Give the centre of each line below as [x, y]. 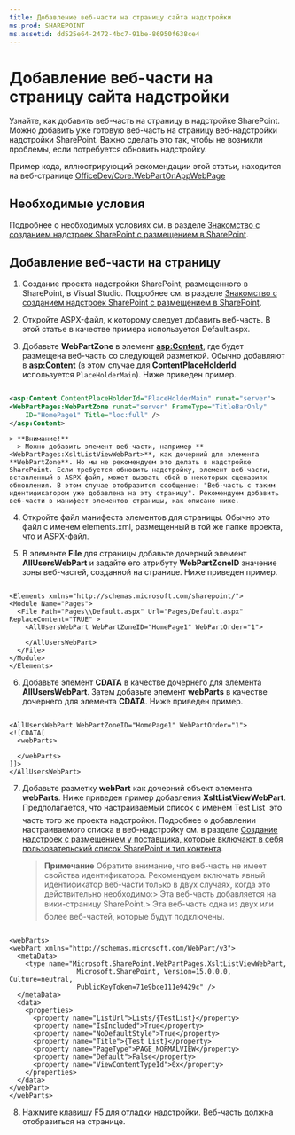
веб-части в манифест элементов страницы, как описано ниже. [124, 501]
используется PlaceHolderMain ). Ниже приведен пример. [129, 374]
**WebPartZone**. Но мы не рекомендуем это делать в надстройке [130, 463]
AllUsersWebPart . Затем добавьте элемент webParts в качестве [144, 692]
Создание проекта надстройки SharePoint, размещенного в [135, 284]
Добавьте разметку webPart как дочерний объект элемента [137, 789]
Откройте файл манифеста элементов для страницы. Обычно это [146, 517]
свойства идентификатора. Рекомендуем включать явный [155, 875]
